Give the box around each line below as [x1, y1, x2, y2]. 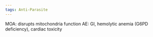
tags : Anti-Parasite [5, 7, 48, 12]
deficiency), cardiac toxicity [5, 26, 62, 32]
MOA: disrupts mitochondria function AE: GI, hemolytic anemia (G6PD [5, 21, 149, 27]
